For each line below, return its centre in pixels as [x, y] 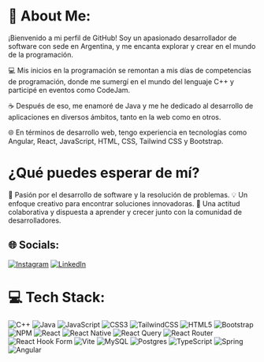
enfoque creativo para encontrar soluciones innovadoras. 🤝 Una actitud [124, 203]
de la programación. [41, 54]
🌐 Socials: [34, 245]
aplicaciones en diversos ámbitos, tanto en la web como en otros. [115, 116]
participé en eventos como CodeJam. [69, 90]
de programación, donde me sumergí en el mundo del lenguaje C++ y [121, 81]
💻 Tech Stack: [57, 297]
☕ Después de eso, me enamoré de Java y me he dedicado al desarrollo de [131, 105]
